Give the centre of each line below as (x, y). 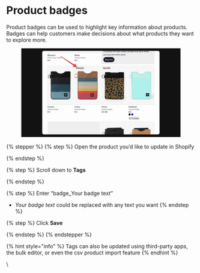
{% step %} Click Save (35, 222)
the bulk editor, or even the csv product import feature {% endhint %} (92, 253)
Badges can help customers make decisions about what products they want (100, 33)
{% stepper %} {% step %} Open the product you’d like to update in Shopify (100, 146)
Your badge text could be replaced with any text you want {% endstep (102, 204)
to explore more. (26, 40)
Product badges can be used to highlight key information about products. (97, 27)
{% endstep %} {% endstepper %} (49, 235)
